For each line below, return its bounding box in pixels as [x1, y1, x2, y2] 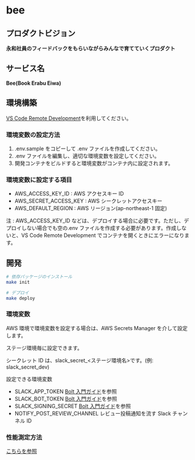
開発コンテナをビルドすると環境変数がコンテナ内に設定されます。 [14, 159, 174, 167]
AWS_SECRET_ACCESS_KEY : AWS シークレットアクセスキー [14, 197, 163, 205]
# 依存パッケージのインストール [6, 274, 73, 280]
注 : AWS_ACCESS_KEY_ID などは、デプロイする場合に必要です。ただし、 [6, 217, 184, 224]
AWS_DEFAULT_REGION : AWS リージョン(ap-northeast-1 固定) [14, 205, 167, 212]
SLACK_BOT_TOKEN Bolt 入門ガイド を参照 [14, 395, 117, 402]
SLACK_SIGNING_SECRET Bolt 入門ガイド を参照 [14, 402, 131, 410]
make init [6, 279, 30, 285]
